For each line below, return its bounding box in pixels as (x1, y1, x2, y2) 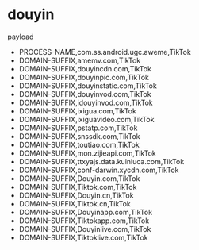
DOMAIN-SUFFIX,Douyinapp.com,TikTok (18, 207, 152, 217)
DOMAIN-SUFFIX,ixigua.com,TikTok (18, 106, 136, 116)
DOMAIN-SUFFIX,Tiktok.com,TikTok (18, 182, 137, 191)
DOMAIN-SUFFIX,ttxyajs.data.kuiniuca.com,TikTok (18, 156, 185, 166)
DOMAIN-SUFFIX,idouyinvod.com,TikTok (18, 98, 154, 107)
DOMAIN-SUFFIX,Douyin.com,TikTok (18, 173, 140, 183)
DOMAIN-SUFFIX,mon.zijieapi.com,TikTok (18, 148, 156, 158)
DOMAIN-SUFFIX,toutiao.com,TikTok (18, 140, 140, 149)
